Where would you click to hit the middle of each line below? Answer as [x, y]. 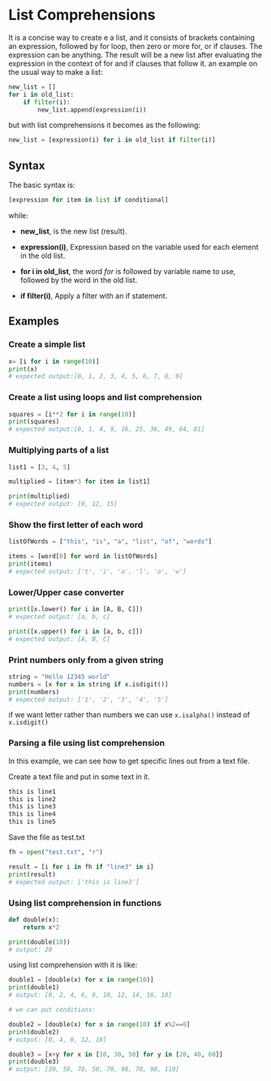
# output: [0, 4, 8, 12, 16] [58, 1040]
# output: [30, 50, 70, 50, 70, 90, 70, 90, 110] [94, 1070]
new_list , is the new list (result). [73, 231]
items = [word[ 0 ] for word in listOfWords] [83, 556]
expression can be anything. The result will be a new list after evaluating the [135, 54]
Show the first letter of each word [76, 525]
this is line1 [32, 791]
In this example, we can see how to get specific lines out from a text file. [129, 761]
